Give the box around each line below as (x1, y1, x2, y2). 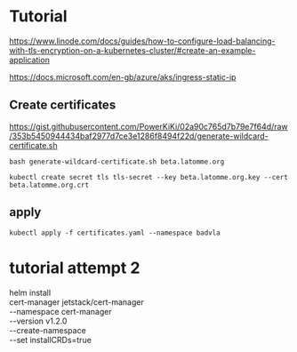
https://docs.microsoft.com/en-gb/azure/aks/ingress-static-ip (9, 71, 237, 82)
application (9, 54, 51, 65)
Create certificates (9, 98, 116, 113)
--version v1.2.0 (9, 316, 68, 326)
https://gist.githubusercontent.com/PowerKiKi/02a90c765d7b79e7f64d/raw (9, 121, 289, 132)
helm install (9, 287, 52, 298)
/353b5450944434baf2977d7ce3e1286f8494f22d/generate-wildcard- (9, 131, 269, 141)
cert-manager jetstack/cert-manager (9, 296, 144, 308)
